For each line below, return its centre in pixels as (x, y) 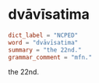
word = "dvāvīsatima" (43, 42)
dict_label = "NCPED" (43, 35)
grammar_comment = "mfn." (50, 57)
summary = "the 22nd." (45, 50)
